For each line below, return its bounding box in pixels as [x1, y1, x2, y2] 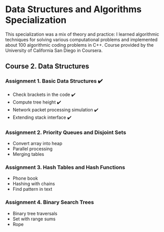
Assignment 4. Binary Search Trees [5, 199, 94, 206]
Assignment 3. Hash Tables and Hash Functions [5, 163, 126, 171]
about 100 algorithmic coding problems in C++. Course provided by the [5, 42, 154, 48]
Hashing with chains [12, 181, 55, 187]
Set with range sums [12, 216, 56, 222]
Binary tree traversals [12, 210, 58, 216]
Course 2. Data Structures [5, 62, 90, 71]
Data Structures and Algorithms [5, 4, 142, 15]
